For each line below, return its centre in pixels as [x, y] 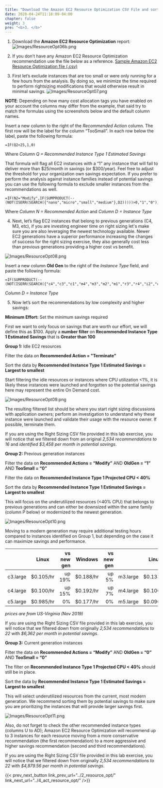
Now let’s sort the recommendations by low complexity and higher [78, 303]
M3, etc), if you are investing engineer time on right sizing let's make [81, 226]
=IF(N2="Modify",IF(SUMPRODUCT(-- [40, 198]
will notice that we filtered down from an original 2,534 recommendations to [81, 439]
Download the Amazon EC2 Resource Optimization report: [71, 41]
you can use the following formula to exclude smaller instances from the [77, 184]
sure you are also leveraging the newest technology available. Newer [81, 231]
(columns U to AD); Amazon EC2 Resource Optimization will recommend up [81, 731]
